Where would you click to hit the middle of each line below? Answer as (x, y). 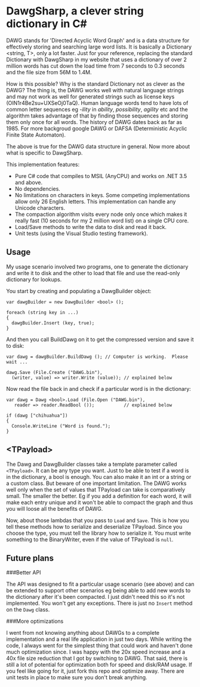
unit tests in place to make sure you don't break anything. (77, 677)
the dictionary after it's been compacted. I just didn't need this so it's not (96, 597)
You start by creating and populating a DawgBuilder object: (79, 291)
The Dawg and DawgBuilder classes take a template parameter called (92, 464)
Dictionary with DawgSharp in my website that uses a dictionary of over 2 (96, 59)
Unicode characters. (40, 207)
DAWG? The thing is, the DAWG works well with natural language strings (95, 90)
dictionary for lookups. (34, 279)
